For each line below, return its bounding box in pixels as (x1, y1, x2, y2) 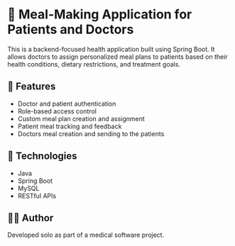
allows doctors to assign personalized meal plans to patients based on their (7, 52, 229, 61)
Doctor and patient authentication (17, 99, 116, 108)
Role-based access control (17, 106, 97, 116)
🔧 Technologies (7, 150, 77, 162)
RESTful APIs (17, 191, 57, 200)
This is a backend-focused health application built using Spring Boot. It (7, 45, 215, 53)
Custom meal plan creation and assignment (17, 114, 146, 123)
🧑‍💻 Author (7, 212, 54, 224)
